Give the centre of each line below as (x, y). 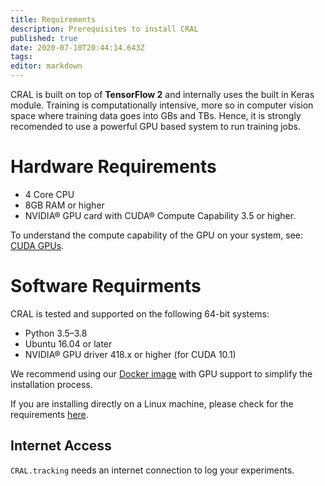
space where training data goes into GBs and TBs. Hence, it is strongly (156, 115)
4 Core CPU (49, 194)
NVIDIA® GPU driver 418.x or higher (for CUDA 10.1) (130, 354)
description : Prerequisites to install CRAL (104, 29)
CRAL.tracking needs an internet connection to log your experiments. (152, 470)
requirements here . (49, 414)
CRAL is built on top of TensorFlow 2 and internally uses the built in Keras (162, 94)
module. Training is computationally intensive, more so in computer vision (162, 105)
